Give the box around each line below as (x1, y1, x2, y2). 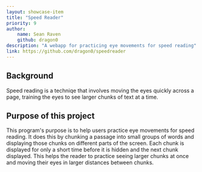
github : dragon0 (17, 37, 59, 43)
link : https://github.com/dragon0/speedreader (6, 48, 126, 55)
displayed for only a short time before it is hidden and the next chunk (6, 146, 179, 153)
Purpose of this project (6, 110, 95, 121)
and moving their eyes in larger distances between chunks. (6, 159, 154, 167)
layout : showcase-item (6, 8, 64, 15)
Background (6, 71, 53, 81)
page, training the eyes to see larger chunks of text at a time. (6, 93, 159, 101)
